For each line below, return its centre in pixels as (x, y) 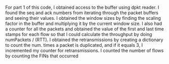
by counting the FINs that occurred (42, 56)
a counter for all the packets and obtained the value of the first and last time (84, 29)
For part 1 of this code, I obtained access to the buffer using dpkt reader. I (82, 7)
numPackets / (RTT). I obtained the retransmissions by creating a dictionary (84, 40)
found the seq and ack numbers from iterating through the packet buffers (82, 13)
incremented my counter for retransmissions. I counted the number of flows (84, 51)
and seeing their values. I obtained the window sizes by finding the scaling (83, 18)
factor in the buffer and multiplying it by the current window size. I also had (84, 23)
